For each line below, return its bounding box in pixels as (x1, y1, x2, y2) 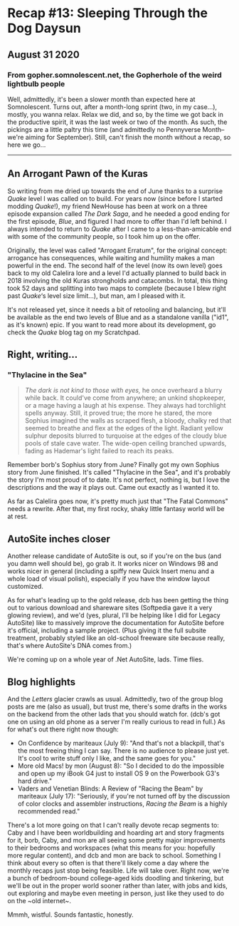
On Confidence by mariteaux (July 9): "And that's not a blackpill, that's (17, 739, 225, 747)
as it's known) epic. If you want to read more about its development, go (7, 320, 216, 329)
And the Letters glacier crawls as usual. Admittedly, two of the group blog (7, 695, 223, 703)
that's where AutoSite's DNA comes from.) (7, 642, 132, 650)
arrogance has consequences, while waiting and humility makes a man (7, 253, 215, 262)
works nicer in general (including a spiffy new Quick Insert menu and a (7, 567, 215, 575)
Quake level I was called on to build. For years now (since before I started (7, 194, 223, 202)
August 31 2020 (7, 48, 80, 61)
